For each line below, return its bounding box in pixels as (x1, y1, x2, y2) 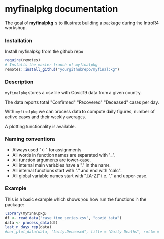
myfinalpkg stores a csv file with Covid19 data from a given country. (5, 90, 142, 96)
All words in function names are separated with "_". (12, 152, 116, 158)
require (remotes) (5, 58, 41, 63)
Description (5, 79, 34, 85)
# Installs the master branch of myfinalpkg (5, 62, 98, 67)
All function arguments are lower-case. (12, 157, 91, 163)
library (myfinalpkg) (5, 211, 48, 216)
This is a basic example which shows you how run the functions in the (5, 196, 147, 202)
